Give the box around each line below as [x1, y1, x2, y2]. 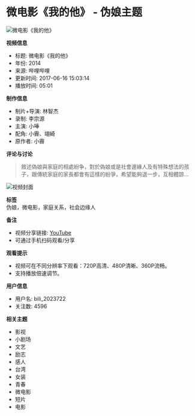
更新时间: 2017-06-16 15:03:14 [14, 74, 90, 82]
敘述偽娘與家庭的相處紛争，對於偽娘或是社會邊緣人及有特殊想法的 [20, 163, 184, 170]
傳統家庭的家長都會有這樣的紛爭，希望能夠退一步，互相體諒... [37, 170, 189, 178]
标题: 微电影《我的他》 [14, 52, 71, 59]
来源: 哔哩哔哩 [14, 67, 50, 74]
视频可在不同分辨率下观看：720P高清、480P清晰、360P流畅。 [14, 262, 170, 269]
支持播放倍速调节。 [14, 270, 63, 277]
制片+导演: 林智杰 [14, 107, 59, 115]
